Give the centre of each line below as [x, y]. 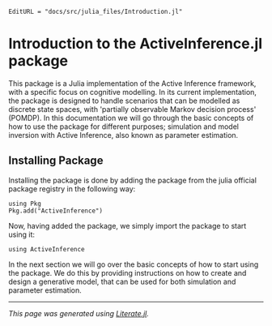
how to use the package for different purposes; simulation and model [123, 127]
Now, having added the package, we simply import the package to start [127, 225]
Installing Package [56, 161]
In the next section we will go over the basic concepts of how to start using [134, 264]
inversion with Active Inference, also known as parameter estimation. [123, 135]
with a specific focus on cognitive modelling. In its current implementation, [133, 92]
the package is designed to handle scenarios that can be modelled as [124, 101]
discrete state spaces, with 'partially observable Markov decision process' [132, 109]
